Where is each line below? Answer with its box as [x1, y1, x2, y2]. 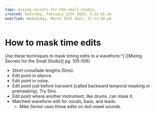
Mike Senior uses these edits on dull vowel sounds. [19, 104, 122, 110]
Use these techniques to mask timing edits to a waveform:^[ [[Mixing [5, 53, 142, 59]
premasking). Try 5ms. [12, 88, 57, 94]
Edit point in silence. [12, 73, 53, 79]
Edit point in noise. [12, 78, 49, 84]
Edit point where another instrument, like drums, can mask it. [12, 93, 134, 99]
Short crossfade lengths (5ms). [12, 67, 74, 73]
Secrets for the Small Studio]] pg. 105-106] [5, 58, 91, 64]
